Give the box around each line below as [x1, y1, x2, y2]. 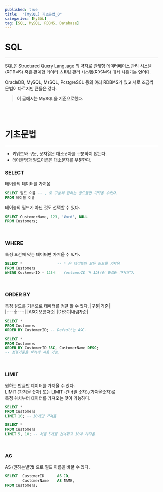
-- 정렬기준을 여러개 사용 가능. [5, 350, 61, 355]
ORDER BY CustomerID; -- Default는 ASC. [5, 328, 87, 332]
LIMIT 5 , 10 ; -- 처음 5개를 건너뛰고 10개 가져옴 [5, 431, 95, 436]
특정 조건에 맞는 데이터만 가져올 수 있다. [5, 252, 80, 257]
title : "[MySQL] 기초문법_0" [5, 12, 62, 17]
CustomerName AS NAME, [22, 478, 75, 483]
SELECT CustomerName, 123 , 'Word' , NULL [5, 215, 88, 219]
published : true [5, 7, 38, 12]
